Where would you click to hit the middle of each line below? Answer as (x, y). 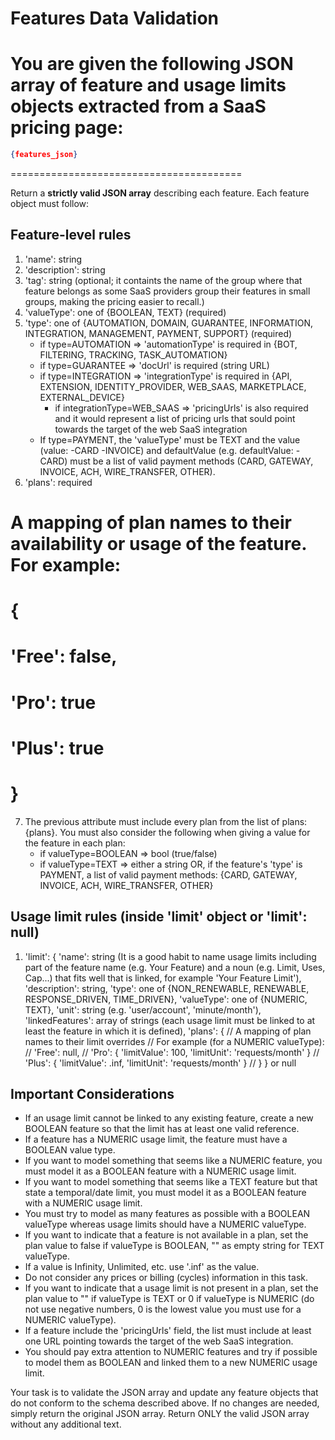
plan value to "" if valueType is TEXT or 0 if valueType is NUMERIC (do (169, 1299)
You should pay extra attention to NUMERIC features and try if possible (171, 1352)
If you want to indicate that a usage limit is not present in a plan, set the (171, 1288)
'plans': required (58, 482)
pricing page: (67, 128)
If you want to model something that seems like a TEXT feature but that (171, 1182)
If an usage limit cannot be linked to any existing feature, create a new (169, 1118)
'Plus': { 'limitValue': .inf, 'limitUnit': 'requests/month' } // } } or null (160, 1063)
